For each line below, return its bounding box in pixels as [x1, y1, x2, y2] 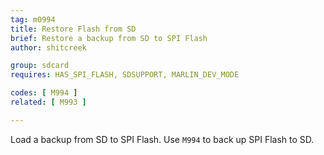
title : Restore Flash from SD [10, 24, 137, 34]
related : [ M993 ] [10, 97, 87, 107]
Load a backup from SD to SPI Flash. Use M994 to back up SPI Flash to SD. [10, 133, 315, 145]
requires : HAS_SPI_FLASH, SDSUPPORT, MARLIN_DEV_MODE [10, 70, 240, 80]
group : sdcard [10, 61, 70, 71]
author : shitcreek [10, 42, 87, 53]
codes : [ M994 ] [10, 88, 78, 98]
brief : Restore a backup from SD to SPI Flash [10, 33, 208, 43]
